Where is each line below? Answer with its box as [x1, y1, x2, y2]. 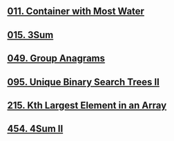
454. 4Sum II [7, 123, 64, 135]
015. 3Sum [7, 29, 54, 41]
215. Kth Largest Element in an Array [7, 100, 167, 111]
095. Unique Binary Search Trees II [7, 76, 160, 88]
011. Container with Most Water [7, 6, 145, 17]
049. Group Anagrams [7, 53, 106, 64]
